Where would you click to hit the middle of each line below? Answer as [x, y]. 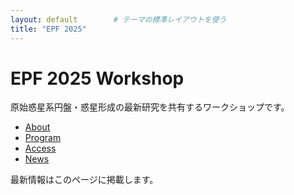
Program [43, 138]
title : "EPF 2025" [48, 29]
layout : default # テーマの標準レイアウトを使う [118, 19]
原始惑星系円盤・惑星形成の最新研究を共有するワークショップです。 [150, 107]
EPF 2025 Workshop [97, 78]
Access [40, 148]
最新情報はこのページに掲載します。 [84, 180]
